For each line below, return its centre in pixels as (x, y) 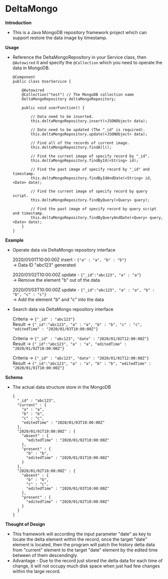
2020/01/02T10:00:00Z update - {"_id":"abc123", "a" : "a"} (77, 275)
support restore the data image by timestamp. (60, 38)
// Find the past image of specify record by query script (94, 209)
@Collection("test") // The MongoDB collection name (78, 94)
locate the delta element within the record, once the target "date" (80, 539)
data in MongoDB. (31, 68)
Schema (14, 377)
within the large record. (37, 571)
